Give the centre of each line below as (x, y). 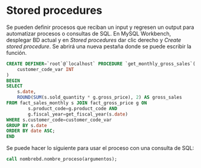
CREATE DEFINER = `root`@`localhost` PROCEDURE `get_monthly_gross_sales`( (101, 64)
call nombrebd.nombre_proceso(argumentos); (62, 159)
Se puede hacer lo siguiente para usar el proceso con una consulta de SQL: (100, 148)
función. (17, 52)
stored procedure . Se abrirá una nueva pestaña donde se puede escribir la (99, 46)
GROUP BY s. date (27, 125)
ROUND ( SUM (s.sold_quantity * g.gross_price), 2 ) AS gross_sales (100, 98)
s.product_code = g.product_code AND (73, 108)
